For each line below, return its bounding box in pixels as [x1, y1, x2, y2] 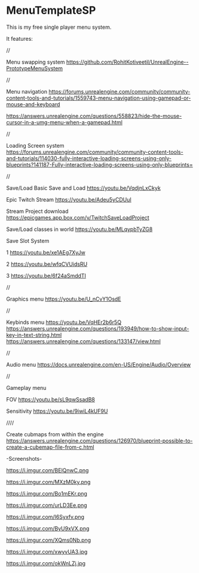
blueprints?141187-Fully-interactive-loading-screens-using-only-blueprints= [6, 161, 193, 168]
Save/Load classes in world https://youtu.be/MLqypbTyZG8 [6, 226, 153, 233]
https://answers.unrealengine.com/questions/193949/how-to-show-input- [6, 325, 189, 332]
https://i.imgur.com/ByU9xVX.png [6, 524, 90, 532]
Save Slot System [6, 237, 50, 244]
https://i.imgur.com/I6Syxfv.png [6, 513, 85, 520]
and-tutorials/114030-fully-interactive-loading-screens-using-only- [6, 154, 172, 162]
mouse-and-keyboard [6, 100, 60, 108]
